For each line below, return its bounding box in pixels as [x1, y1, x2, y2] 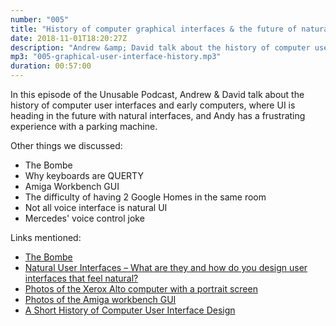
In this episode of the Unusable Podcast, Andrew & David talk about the [10, 89, 305, 100]
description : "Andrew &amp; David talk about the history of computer [10, 42, 311, 53]
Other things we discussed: [10, 140, 123, 151]
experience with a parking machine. [10, 121, 158, 132]
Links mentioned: [10, 232, 82, 243]
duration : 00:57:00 [10, 61, 92, 71]
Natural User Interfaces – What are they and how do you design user [24, 262, 308, 273]
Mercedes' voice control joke [24, 212, 145, 224]
